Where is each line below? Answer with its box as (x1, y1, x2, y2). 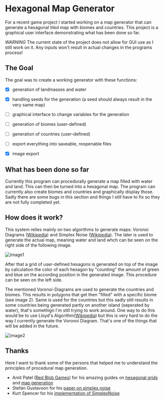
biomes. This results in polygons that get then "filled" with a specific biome (5, 291, 157, 297)
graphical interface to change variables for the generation (12, 111, 129, 117)
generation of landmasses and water (12, 86, 87, 92)
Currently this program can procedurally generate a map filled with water (5, 178, 153, 184)
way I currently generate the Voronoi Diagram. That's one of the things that (5, 317, 157, 323)
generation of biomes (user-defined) (12, 121, 86, 127)
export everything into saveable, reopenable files (12, 141, 111, 147)
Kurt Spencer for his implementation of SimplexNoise (12, 390, 120, 396)
